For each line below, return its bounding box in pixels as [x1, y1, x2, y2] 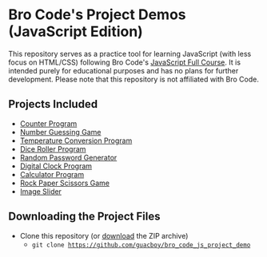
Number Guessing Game [19, 127, 102, 136]
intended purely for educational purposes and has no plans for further [8, 65, 239, 75]
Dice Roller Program [19, 144, 86, 153]
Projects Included [8, 97, 98, 111]
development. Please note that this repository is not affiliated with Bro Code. [8, 74, 260, 84]
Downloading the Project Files [8, 210, 161, 223]
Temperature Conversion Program [19, 136, 133, 145]
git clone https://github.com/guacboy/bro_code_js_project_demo [31, 241, 251, 249]
